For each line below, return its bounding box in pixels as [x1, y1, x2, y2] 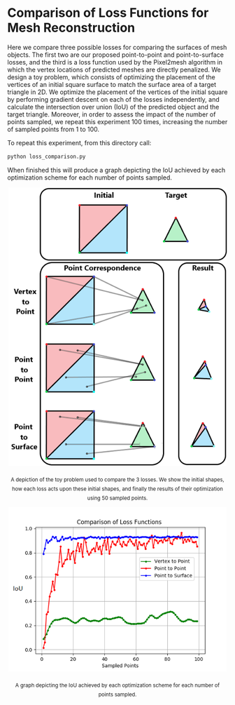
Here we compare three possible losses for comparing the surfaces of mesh [7, 43, 227, 51]
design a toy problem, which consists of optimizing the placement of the [7, 72, 215, 81]
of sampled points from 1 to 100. [7, 125, 100, 133]
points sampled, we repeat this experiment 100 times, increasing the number [7, 117, 228, 126]
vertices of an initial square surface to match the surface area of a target [7, 80, 217, 88]
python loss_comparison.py [7, 153, 86, 160]
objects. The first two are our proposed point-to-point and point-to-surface [7, 51, 224, 59]
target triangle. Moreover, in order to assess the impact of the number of [7, 110, 216, 119]
